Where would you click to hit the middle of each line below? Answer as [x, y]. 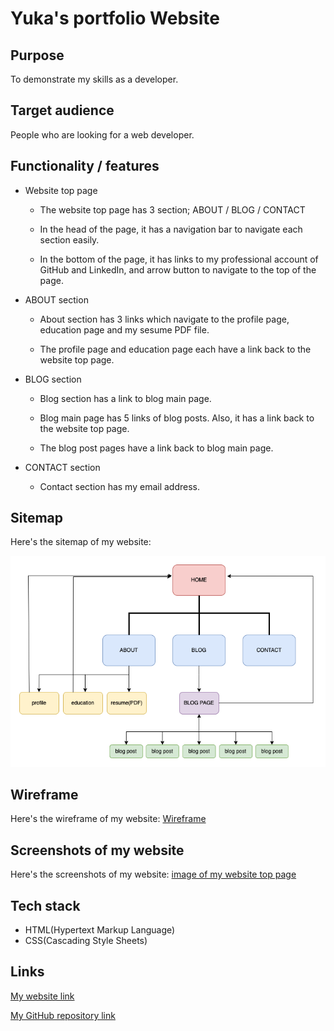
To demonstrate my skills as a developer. [94, 79]
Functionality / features [85, 166]
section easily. [69, 239]
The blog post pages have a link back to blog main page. [156, 448]
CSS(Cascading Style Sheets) [86, 941]
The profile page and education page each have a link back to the [175, 349]
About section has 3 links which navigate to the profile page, [164, 319]
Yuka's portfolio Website [115, 18]
